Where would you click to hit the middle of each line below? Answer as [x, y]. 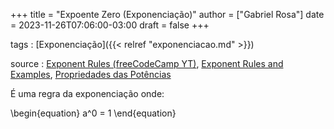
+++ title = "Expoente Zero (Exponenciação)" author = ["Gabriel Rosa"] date [167, 14]
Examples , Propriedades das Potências [91, 74]
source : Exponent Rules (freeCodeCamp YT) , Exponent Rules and [147, 63]
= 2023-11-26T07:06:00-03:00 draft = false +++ [110, 25]
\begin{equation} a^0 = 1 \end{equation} [93, 113]
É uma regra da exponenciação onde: [87, 93]
